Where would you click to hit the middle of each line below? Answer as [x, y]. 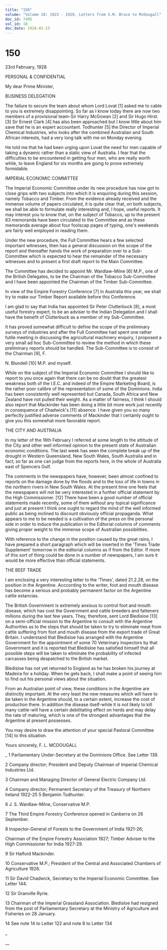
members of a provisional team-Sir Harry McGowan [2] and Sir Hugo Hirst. [82, 117]
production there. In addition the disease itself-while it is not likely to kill [79, 705]
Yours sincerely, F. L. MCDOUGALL [41, 745]
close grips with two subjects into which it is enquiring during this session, [82, 194]
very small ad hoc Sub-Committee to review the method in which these [78, 343]
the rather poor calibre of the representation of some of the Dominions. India [84, 389]
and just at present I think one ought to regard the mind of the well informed [83, 508]
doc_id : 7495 [19, 19]
